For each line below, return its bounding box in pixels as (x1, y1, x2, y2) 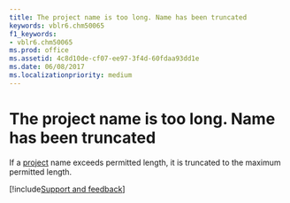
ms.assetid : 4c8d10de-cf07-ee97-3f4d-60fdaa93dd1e (9, 54, 200, 63)
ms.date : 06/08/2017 (9, 63, 86, 72)
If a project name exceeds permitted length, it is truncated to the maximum (9, 157, 281, 168)
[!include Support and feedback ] (9, 183, 126, 194)
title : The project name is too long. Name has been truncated (9, 12, 248, 22)
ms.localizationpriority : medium (9, 71, 133, 80)
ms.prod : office (9, 46, 69, 55)
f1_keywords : (9, 29, 57, 38)
